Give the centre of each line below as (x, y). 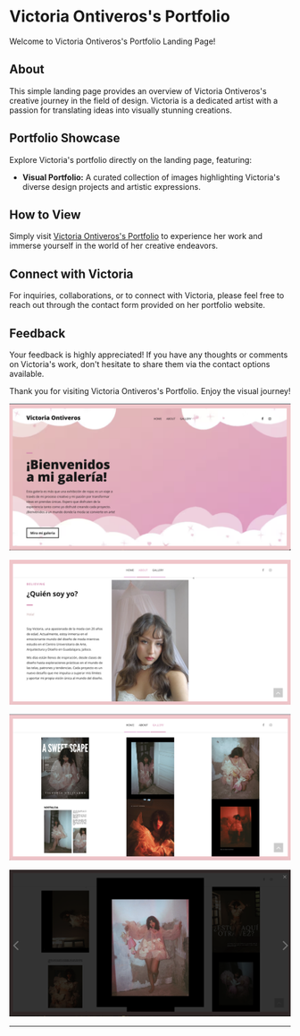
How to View (45, 214)
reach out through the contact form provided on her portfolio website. (137, 305)
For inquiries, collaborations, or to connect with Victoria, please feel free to (147, 295)
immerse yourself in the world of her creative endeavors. (114, 246)
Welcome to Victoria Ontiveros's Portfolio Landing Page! (112, 41)
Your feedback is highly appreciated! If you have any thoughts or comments (149, 355)
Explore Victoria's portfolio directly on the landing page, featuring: (131, 159)
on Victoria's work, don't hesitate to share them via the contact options (140, 364)
